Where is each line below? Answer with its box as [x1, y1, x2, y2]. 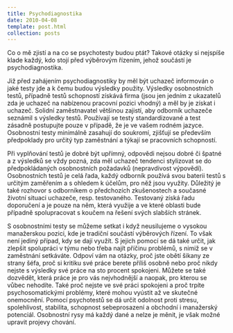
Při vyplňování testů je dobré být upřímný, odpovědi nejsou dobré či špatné [7, 149, 222, 158]
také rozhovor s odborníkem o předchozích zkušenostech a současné [7, 186, 207, 195]
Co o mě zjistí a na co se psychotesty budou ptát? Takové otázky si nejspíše [7, 49, 225, 57]
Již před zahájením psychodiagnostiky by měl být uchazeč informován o [7, 77, 214, 86]
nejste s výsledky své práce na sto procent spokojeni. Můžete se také [7, 266, 206, 275]
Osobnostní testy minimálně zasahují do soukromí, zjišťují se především [7, 129, 212, 137]
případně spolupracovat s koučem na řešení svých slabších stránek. [7, 209, 202, 217]
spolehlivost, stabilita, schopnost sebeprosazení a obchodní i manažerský [7, 303, 218, 311]
